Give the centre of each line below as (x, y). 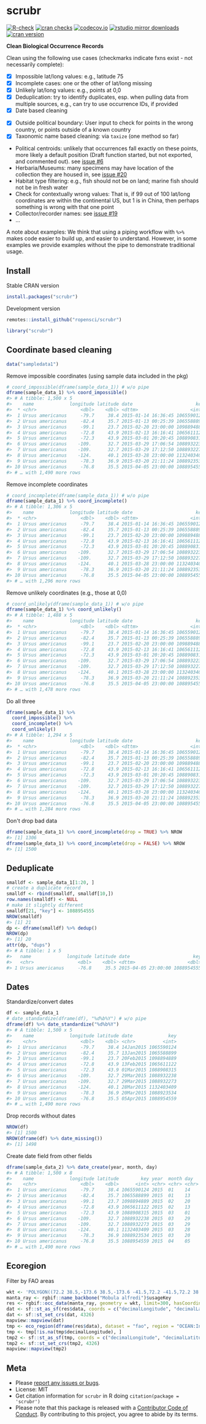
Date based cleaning (41, 110)
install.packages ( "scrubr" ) (42, 297)
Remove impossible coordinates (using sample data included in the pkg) (97, 376)
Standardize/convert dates (40, 1002)
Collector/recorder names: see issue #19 (66, 214)
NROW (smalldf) (25, 916)
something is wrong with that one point (65, 207)
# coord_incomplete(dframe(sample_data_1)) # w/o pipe (78, 495)
